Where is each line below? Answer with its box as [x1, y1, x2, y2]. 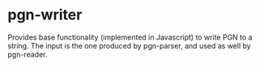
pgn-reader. [7, 49, 48, 59]
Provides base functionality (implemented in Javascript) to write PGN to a [7, 32, 253, 42]
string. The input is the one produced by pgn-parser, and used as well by [7, 40, 252, 50]
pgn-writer [7, 6, 83, 24]
